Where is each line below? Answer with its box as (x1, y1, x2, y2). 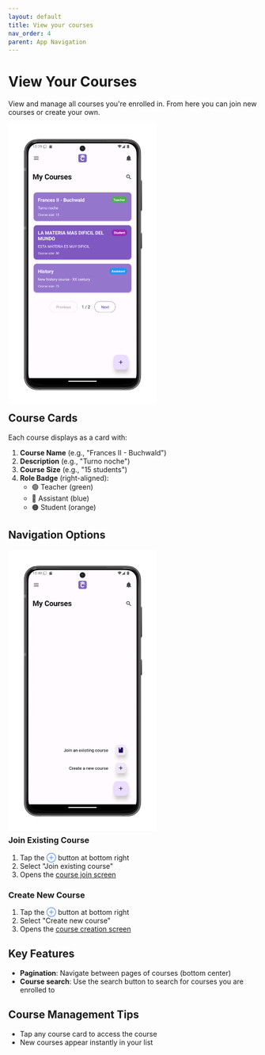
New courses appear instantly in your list (19, 1038, 153, 1047)
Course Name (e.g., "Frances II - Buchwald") (19, 448, 167, 457)
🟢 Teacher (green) (31, 482, 93, 491)
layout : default (8, 13, 62, 21)
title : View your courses (8, 21, 93, 29)
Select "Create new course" (19, 916, 111, 926)
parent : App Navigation (8, 38, 87, 46)
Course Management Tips (8, 1008, 140, 1022)
